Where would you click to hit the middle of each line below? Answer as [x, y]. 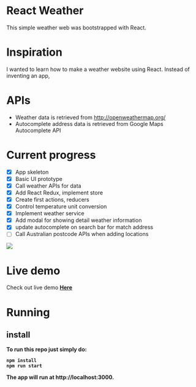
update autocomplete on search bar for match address [84, 227]
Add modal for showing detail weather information [78, 220]
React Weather [45, 11]
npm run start [24, 366]
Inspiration [34, 52]
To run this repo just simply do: [47, 350]
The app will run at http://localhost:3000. [60, 377]
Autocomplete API [38, 130]
